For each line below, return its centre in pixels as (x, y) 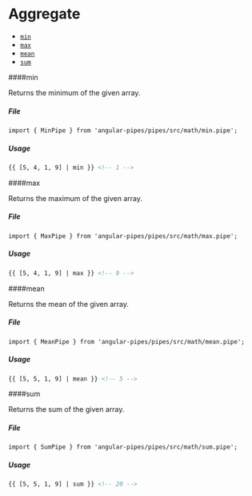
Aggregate (44, 14)
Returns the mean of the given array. (69, 304)
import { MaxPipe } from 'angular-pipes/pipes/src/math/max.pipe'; (123, 236)
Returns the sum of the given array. (66, 409)
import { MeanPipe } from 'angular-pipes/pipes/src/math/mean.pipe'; (127, 341)
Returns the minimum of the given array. (74, 92)
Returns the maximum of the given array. (75, 198)
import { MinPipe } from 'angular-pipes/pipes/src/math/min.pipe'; (123, 130)
